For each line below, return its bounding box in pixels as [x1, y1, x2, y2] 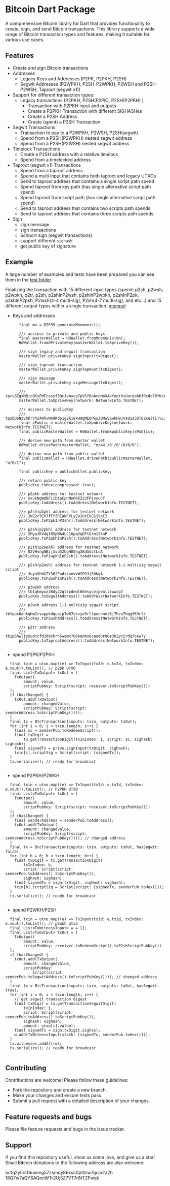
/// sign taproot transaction [18, 362, 82, 367]
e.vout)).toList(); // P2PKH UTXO [5, 787, 78, 792]
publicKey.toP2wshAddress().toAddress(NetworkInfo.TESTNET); [18, 616, 151, 621]
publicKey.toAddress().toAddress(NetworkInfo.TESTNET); [18, 500, 139, 505]
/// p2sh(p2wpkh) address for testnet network [18, 545, 119, 550]
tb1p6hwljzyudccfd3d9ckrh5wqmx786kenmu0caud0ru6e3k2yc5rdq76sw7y [5, 634, 146, 639]
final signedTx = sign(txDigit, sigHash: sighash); [14, 880, 125, 885]
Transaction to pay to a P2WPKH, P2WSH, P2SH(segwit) [20, 130, 138, 136]
